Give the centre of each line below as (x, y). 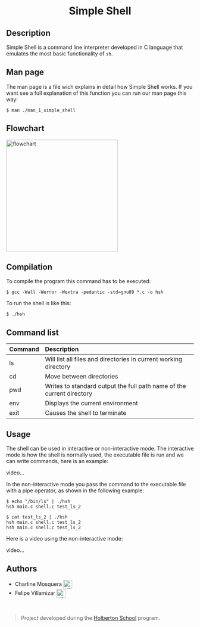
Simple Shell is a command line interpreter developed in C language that (95, 47)
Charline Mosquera (38, 584)
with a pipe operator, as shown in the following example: (75, 491)
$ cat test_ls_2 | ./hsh (37, 517)
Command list (33, 332)
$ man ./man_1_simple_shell (41, 110)
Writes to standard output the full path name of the (115, 386)
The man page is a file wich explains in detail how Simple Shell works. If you (99, 86)
